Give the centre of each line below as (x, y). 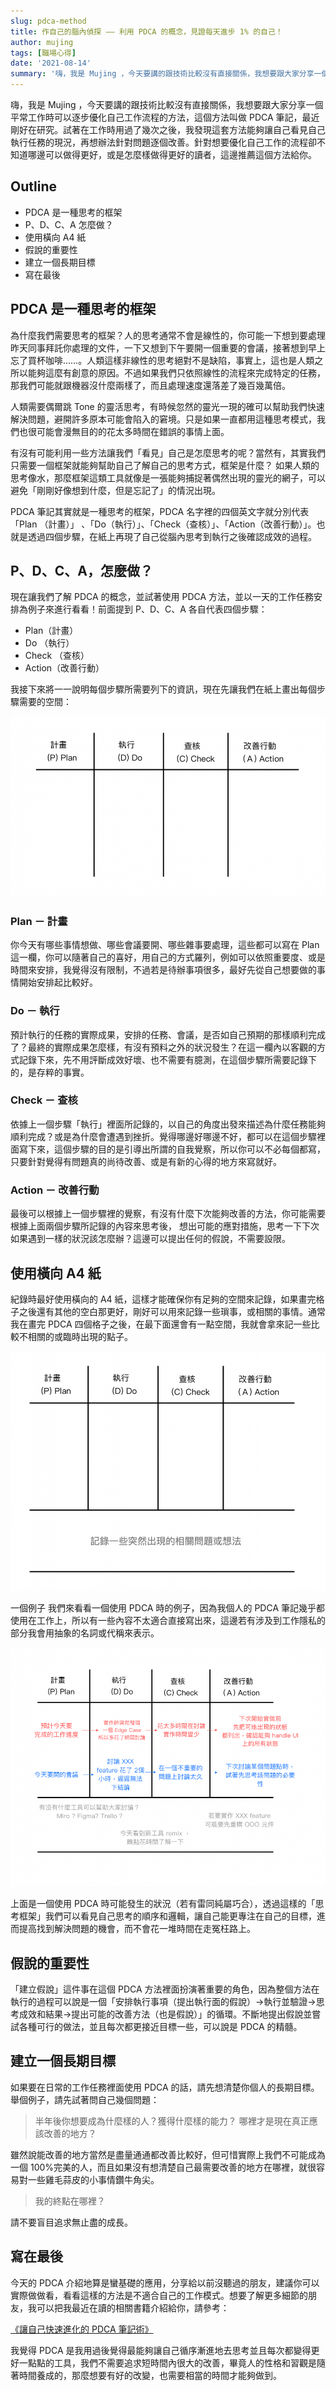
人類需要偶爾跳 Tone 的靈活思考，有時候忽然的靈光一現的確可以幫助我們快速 (167, 406)
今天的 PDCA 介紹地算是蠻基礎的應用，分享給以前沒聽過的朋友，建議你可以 (165, 2282)
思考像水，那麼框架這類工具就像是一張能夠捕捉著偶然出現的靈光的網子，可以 (168, 477)
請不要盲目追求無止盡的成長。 (71, 2222)
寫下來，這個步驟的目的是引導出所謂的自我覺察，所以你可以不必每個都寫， (172, 1149)
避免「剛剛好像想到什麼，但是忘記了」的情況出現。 (115, 490)
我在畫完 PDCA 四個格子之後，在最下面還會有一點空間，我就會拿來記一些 (161, 1324)
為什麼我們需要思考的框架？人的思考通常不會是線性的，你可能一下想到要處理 (168, 335)
